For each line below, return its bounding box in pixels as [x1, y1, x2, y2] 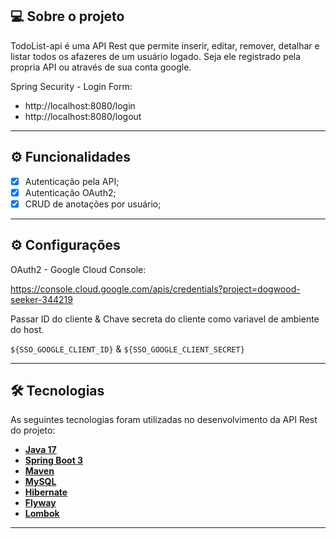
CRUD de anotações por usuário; [24, 198, 162, 210]
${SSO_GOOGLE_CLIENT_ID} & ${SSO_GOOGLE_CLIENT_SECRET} [10, 343, 245, 355]
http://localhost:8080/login [24, 99, 136, 112]
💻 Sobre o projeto [10, 8, 125, 25]
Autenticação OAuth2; [24, 186, 117, 198]
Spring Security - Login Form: [10, 80, 133, 92]
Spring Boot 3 [24, 454, 84, 467]
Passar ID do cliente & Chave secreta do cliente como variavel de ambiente [10, 313, 320, 325]
